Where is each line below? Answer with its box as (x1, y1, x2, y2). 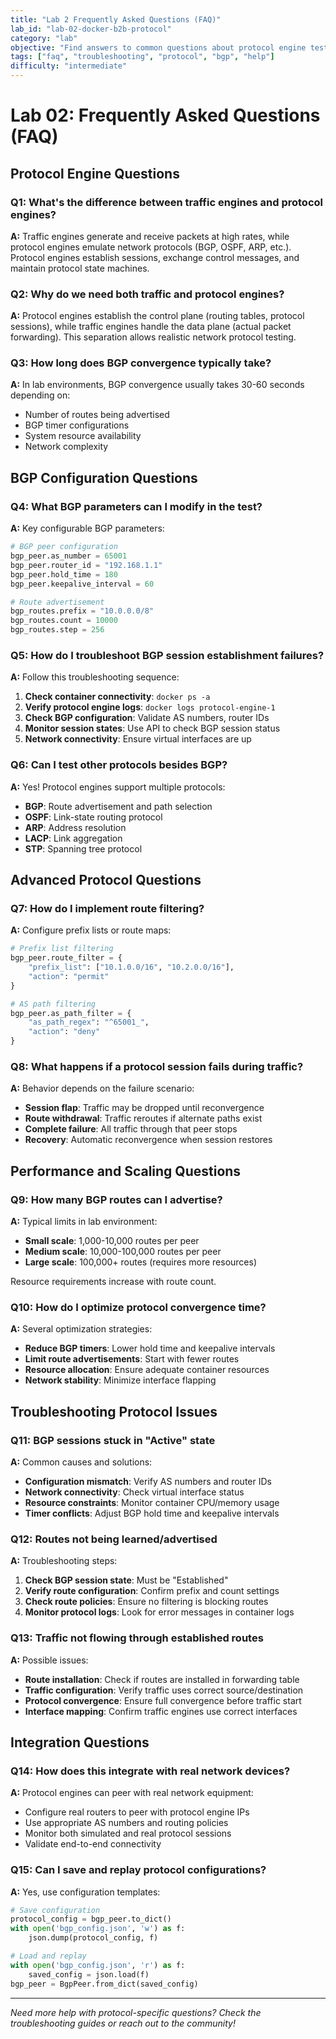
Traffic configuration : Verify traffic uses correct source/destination (24, 1684, 304, 1696)
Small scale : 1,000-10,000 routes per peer (24, 1235, 200, 1247)
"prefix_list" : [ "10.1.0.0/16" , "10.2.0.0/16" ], (28, 962, 235, 973)
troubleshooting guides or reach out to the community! (10, 2017, 236, 2029)
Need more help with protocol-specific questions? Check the (10, 2006, 262, 2018)
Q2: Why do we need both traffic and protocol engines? (10, 287, 285, 301)
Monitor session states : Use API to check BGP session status (24, 722, 281, 735)
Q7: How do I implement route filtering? (10, 901, 205, 915)
